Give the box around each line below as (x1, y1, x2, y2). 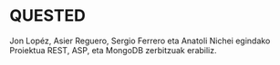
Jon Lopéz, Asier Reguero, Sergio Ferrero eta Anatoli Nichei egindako (9, 35, 271, 46)
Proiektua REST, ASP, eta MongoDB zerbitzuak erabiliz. (9, 44, 217, 55)
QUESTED (9, 5, 87, 26)
